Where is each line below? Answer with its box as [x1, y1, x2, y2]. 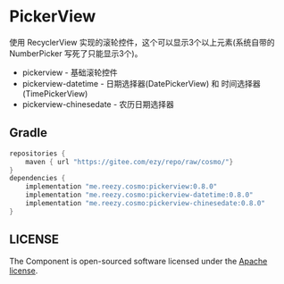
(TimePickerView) [21, 88, 88, 99]
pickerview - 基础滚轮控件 [21, 67, 118, 78]
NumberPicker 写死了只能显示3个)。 [9, 47, 143, 59]
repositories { [9, 149, 66, 158]
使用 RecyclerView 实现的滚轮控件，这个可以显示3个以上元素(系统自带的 [9, 37, 275, 47]
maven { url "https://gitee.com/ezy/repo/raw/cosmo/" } [25, 157, 234, 166]
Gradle [9, 125, 47, 140]
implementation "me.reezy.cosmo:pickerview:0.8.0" [25, 182, 218, 191]
